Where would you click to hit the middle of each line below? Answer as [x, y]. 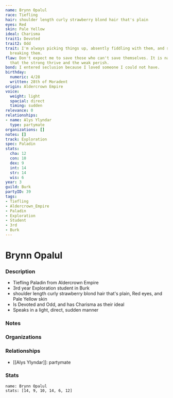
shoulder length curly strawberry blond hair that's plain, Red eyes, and [88, 294]
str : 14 [18, 173]
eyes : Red [16, 24]
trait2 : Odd [18, 44]
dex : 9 [17, 163]
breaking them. [26, 53]
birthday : [16, 73]
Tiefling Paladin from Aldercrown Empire [56, 283]
